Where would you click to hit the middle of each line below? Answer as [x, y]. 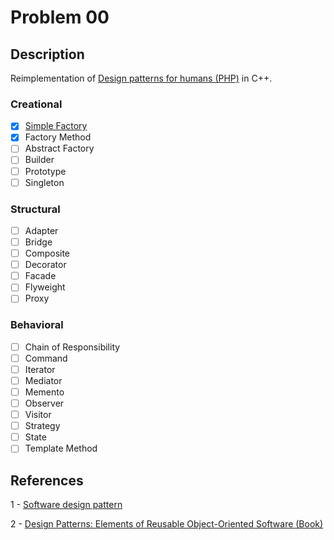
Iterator [40, 369]
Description [47, 54]
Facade [40, 276]
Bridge [38, 242]
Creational [36, 104]
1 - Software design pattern [66, 505]
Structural [35, 209]
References [47, 480]
